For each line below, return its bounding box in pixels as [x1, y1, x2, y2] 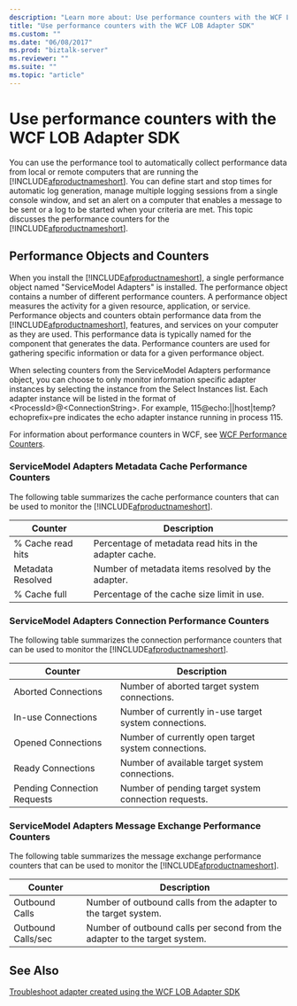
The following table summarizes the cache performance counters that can [9, 491, 279, 502]
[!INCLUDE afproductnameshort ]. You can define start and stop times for [9, 175, 272, 186]
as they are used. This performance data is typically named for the [9, 329, 252, 339]
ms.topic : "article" [9, 71, 86, 80]
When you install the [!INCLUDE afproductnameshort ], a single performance [9, 272, 285, 283]
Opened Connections [13, 737, 103, 749]
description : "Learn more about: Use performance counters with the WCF [9, 12, 283, 22]
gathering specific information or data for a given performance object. [9, 347, 265, 358]
